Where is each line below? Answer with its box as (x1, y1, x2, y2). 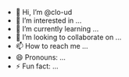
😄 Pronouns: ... (15, 53, 66, 62)
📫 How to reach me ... (15, 42, 88, 50)
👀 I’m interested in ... (15, 16, 82, 25)
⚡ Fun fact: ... (15, 61, 59, 71)
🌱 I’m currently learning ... (15, 24, 99, 33)
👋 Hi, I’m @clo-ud (15, 8, 73, 16)
